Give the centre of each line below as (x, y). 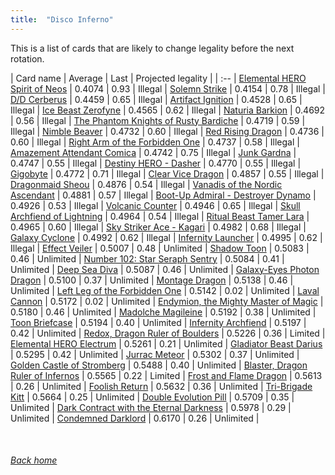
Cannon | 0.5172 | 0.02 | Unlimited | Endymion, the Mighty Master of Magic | (167, 301)
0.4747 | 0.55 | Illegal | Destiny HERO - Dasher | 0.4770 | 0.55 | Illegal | (156, 163)
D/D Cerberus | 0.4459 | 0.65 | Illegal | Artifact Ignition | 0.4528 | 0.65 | (156, 99)
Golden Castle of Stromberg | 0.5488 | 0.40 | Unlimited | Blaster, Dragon (159, 365)
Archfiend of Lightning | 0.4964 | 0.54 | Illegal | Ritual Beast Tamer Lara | (160, 216)
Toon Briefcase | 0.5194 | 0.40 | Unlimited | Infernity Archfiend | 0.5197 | (158, 322)
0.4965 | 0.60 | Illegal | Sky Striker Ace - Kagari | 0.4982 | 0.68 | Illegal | (158, 227)
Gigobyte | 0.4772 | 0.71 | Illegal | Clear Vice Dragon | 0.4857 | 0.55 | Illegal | (167, 173)
